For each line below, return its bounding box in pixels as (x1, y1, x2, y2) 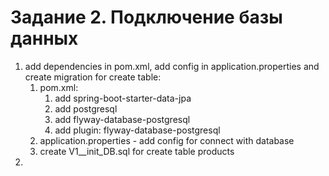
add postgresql (54, 102, 118, 115)
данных (10, 27, 79, 50)
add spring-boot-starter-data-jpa (54, 92, 192, 104)
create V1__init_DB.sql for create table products (39, 145, 235, 157)
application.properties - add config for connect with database (39, 134, 295, 146)
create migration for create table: (24, 71, 162, 83)
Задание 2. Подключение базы (10, 6, 283, 29)
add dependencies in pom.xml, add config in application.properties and (24, 60, 320, 72)
